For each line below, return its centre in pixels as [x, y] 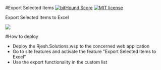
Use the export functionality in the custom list [60, 62]
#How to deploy [22, 36]
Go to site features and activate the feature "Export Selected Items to [84, 51]
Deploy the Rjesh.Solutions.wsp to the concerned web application [81, 46]
